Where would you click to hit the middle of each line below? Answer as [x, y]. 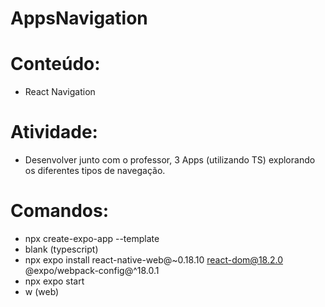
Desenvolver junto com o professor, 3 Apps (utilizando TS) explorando [170, 160]
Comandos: [59, 211]
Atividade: [54, 132]
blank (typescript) [61, 249]
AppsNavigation [79, 18]
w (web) [42, 291]
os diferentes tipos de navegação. [95, 171]
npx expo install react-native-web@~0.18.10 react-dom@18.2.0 [154, 260]
